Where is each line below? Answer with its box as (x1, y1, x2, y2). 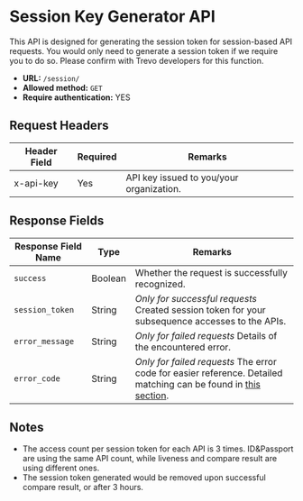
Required (77, 150, 117, 163)
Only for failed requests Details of (134, 329, 278, 342)
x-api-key (14, 177, 59, 189)
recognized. (134, 278, 187, 290)
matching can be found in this (134, 378, 262, 390)
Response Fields (9, 214, 105, 229)
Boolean (91, 272, 127, 285)
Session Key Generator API (9, 6, 216, 27)
